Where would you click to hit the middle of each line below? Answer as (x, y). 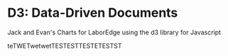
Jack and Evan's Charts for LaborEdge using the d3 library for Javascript (114, 32)
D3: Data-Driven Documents (93, 13)
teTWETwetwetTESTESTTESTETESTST (65, 45)
